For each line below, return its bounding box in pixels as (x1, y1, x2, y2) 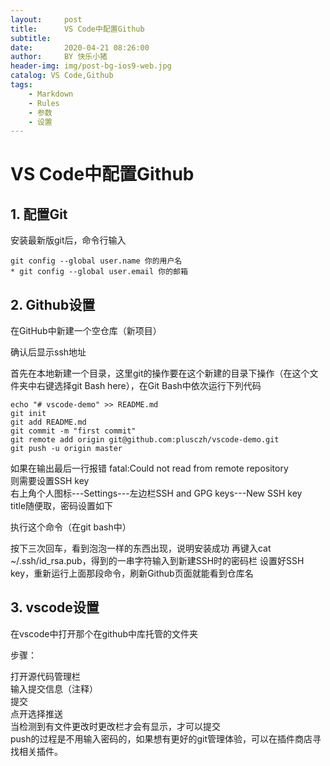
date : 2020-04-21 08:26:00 (10, 42, 150, 53)
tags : (10, 80, 33, 90)
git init (10, 409, 47, 419)
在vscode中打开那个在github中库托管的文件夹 (10, 627, 199, 640)
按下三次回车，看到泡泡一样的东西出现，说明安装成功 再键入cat (10, 542, 272, 555)
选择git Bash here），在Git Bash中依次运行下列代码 (53, 380, 262, 392)
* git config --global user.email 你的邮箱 (10, 267, 188, 277)
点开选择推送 (10, 707, 63, 720)
